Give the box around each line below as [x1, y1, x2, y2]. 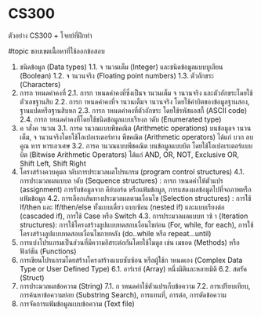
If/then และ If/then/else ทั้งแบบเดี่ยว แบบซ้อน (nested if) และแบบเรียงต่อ [19, 202, 225, 212]
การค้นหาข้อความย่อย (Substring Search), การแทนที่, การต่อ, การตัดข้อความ [19, 290, 227, 299]
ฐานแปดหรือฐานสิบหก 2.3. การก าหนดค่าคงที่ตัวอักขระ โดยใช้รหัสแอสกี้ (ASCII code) [19, 105, 248, 115]
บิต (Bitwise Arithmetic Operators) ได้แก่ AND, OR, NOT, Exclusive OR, [19, 150, 240, 159]
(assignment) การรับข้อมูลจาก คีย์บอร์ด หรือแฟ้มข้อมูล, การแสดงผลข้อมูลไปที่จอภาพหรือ [19, 184, 252, 194]
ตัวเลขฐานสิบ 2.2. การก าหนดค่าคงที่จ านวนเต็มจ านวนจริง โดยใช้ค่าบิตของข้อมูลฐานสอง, [19, 97, 250, 106]
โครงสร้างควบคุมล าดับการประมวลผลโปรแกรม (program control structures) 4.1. [19, 166, 245, 177]
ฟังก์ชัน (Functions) [19, 246, 77, 256]
